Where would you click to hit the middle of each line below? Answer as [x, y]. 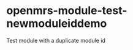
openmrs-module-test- [67, 11]
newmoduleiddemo [57, 23]
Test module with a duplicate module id [56, 40]
